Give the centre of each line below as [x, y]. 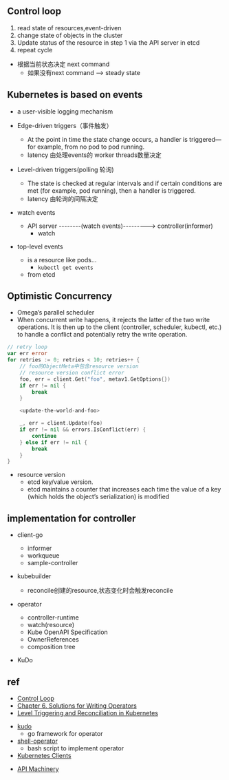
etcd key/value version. [61, 482]
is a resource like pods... [62, 260]
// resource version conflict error [72, 372]
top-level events [40, 246]
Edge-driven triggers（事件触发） [65, 125]
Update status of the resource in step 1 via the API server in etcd [108, 42]
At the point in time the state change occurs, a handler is [107, 139]
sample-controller [53, 563]
